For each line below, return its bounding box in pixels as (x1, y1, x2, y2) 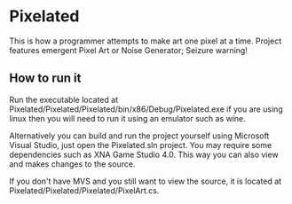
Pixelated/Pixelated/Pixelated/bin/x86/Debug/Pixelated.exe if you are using (9, 104, 284, 114)
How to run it (9, 71, 82, 86)
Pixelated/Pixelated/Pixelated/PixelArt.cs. (9, 184, 160, 196)
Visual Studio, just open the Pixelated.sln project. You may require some (9, 139, 272, 150)
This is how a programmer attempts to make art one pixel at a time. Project (9, 35, 282, 46)
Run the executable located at (9, 94, 118, 105)
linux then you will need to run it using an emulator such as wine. (9, 113, 246, 123)
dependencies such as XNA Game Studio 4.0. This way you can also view (9, 149, 279, 160)
